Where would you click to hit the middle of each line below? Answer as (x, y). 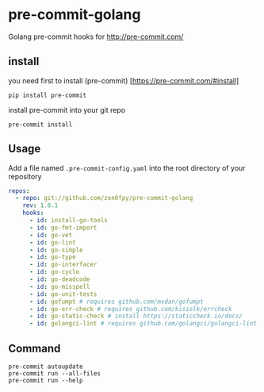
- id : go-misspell (59, 286)
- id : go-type (53, 257)
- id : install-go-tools (69, 221)
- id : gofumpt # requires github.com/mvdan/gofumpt (116, 302)
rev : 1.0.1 (40, 206)
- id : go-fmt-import (63, 228)
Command (34, 348)
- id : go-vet (51, 235)
